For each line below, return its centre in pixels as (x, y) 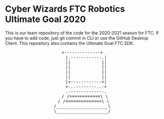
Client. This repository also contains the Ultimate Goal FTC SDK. (70, 43)
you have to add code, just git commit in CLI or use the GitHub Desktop (77, 38)
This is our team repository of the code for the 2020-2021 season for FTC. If (82, 33)
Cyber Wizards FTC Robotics (65, 9)
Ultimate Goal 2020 (46, 19)
